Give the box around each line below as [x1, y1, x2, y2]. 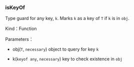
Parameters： [5, 36, 33, 42]
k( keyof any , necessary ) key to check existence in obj [12, 56, 122, 62]
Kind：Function [5, 25, 37, 31]
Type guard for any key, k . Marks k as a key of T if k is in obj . [5, 15, 130, 21]
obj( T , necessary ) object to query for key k [12, 46, 99, 52]
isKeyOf [5, 4, 25, 11]
